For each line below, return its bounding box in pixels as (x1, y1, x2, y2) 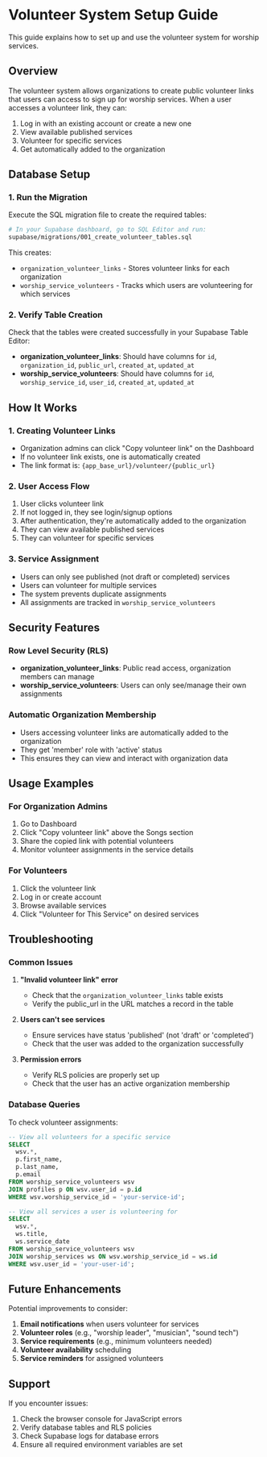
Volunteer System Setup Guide (8, 6, 219, 24)
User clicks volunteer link (19, 499, 105, 509)
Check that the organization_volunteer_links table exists (31, 991, 224, 1000)
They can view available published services (19, 524, 165, 534)
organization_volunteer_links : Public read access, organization (19, 663, 232, 673)
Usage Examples (8, 777, 94, 791)
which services (19, 289, 71, 299)
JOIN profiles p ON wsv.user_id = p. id (8, 1185, 142, 1193)
